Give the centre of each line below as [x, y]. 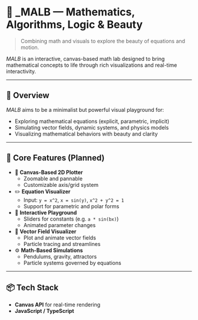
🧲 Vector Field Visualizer [45, 231]
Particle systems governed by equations [72, 263]
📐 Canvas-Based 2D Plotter [49, 172]
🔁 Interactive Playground [46, 212]
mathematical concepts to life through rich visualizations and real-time [92, 65]
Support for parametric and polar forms [71, 206]
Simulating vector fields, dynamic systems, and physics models [92, 127]
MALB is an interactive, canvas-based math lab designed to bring [85, 59]
